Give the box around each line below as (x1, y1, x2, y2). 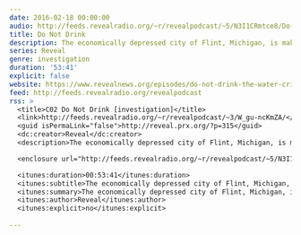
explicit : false (9, 72, 70, 81)
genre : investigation (9, 55, 90, 64)
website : (9, 80, 42, 89)
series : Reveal (9, 47, 66, 56)
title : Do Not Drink (9, 30, 87, 39)
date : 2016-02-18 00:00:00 (9, 13, 110, 22)
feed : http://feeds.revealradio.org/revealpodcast (9, 88, 202, 97)
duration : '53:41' (9, 64, 78, 73)
